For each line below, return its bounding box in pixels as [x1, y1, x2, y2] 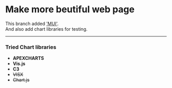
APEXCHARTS [12, 55, 45, 61]
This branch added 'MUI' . [5, 20, 59, 27]
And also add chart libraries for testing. [5, 26, 88, 32]
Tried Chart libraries [5, 43, 56, 51]
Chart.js [12, 77, 30, 83]
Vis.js [12, 60, 26, 67]
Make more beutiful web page [5, 4, 135, 15]
